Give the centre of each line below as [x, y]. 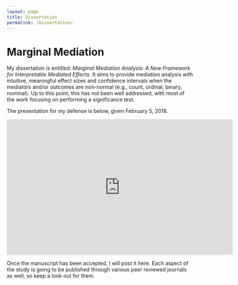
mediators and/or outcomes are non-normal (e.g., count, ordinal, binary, [94, 87]
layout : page [23, 12]
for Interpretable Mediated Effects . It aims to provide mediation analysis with [100, 75]
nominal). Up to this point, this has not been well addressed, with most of [96, 93]
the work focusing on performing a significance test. [71, 100]
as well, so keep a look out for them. [51, 276]
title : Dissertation [32, 17]
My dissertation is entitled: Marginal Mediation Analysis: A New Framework [99, 68]
